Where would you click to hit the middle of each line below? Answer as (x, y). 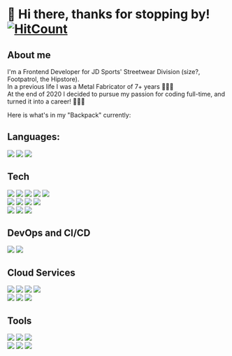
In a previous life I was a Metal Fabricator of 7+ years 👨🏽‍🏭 (90, 86)
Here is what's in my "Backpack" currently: (69, 115)
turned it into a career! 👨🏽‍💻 (46, 101)
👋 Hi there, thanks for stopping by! (109, 14)
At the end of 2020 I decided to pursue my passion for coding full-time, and (116, 94)
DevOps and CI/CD (49, 233)
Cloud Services (41, 272)
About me (29, 55)
